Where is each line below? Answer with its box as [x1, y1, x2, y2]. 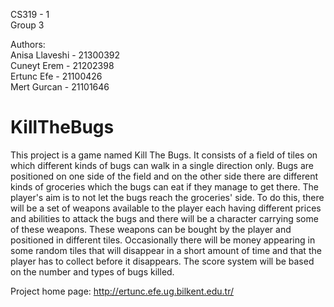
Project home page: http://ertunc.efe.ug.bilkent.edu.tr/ [10, 285, 234, 297]
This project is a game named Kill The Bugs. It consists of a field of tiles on [10, 149, 318, 161]
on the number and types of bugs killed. [10, 265, 175, 278]
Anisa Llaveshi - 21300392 [10, 49, 121, 61]
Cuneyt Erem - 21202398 [10, 60, 115, 71]
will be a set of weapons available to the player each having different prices [10, 202, 322, 214]
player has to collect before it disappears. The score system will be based [10, 255, 315, 267]
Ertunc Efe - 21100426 [10, 70, 103, 82]
